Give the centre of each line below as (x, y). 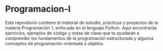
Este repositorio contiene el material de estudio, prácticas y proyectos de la (82, 23)
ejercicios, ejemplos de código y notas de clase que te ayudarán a (72, 33)
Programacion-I (38, 9)
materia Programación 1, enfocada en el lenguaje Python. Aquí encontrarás (81, 27)
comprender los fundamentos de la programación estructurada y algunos (80, 38)
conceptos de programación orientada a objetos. (55, 43)
